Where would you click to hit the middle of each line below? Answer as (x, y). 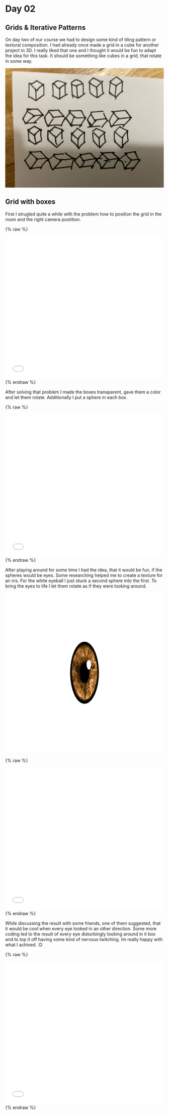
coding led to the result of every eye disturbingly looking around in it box (80, 934)
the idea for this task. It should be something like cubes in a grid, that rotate (83, 56)
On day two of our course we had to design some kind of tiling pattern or (81, 39)
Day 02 (21, 9)
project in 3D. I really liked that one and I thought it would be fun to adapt (81, 50)
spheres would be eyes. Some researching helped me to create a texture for (84, 575)
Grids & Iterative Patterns (46, 28)
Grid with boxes (30, 202)
